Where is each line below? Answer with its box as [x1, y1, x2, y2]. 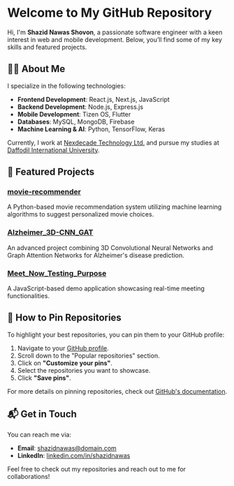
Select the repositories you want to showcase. [17, 366, 151, 374]
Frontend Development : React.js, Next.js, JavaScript [17, 95, 170, 103]
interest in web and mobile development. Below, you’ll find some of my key [7, 35, 222, 43]
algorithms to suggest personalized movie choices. [7, 210, 154, 219]
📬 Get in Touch [7, 408, 77, 420]
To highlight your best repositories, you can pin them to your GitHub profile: [7, 330, 225, 339]
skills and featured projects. [7, 43, 87, 51]
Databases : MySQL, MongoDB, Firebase [17, 117, 135, 126]
